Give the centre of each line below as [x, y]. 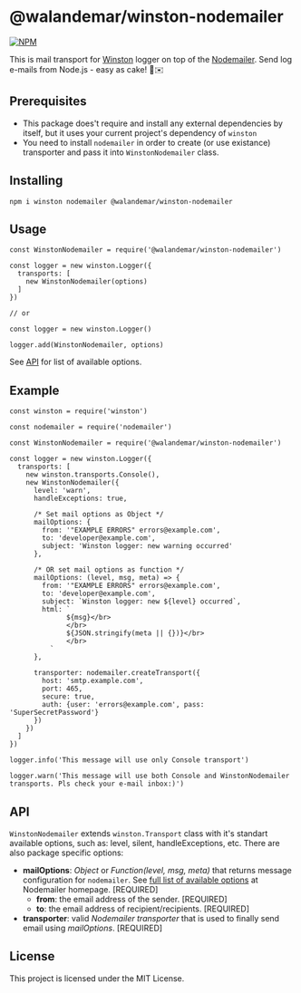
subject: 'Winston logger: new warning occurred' [137, 546]
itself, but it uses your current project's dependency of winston [140, 132]
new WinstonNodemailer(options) [87, 282]
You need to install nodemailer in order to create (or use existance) [146, 142]
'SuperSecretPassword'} [54, 713]
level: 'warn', [62, 491]
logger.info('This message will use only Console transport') [129, 760]
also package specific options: [67, 853]
